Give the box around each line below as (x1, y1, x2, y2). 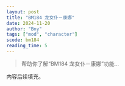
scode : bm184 (6, 37, 40, 43)
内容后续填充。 (6, 73, 44, 80)
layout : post (6, 8, 40, 15)
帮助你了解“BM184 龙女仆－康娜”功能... (21, 60, 120, 67)
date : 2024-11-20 (6, 20, 51, 26)
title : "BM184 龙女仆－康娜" (6, 15, 75, 21)
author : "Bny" (6, 25, 43, 32)
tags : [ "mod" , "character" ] (6, 31, 78, 38)
